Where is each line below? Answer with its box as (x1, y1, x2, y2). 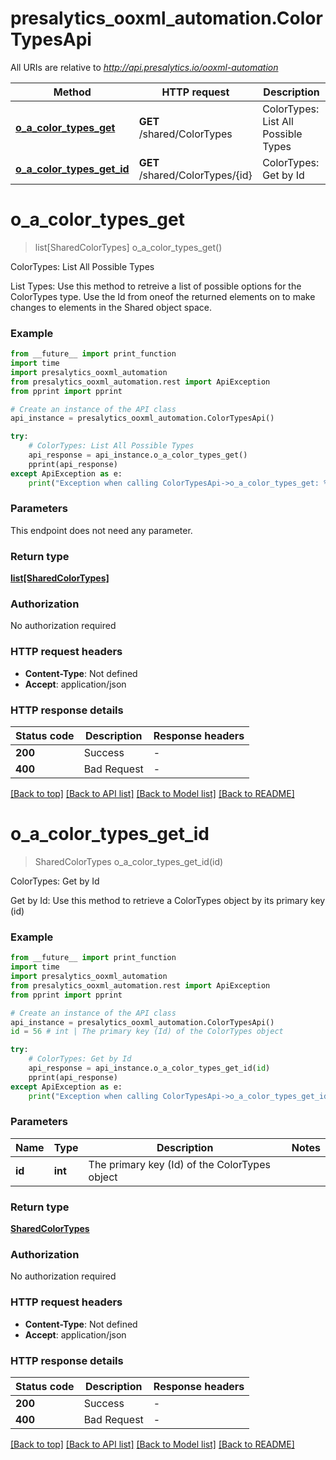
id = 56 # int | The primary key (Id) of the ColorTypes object (10, 1027, 284, 1037)
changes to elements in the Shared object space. (10, 301, 213, 313)
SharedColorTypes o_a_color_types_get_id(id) (34, 855, 224, 867)
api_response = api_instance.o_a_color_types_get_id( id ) (28, 1063, 271, 1074)
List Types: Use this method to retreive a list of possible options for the (10, 280, 302, 292)
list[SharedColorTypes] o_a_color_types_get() (34, 241, 223, 253)
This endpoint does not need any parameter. (10, 524, 193, 536)
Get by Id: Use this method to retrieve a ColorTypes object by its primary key (10, 894, 326, 906)
